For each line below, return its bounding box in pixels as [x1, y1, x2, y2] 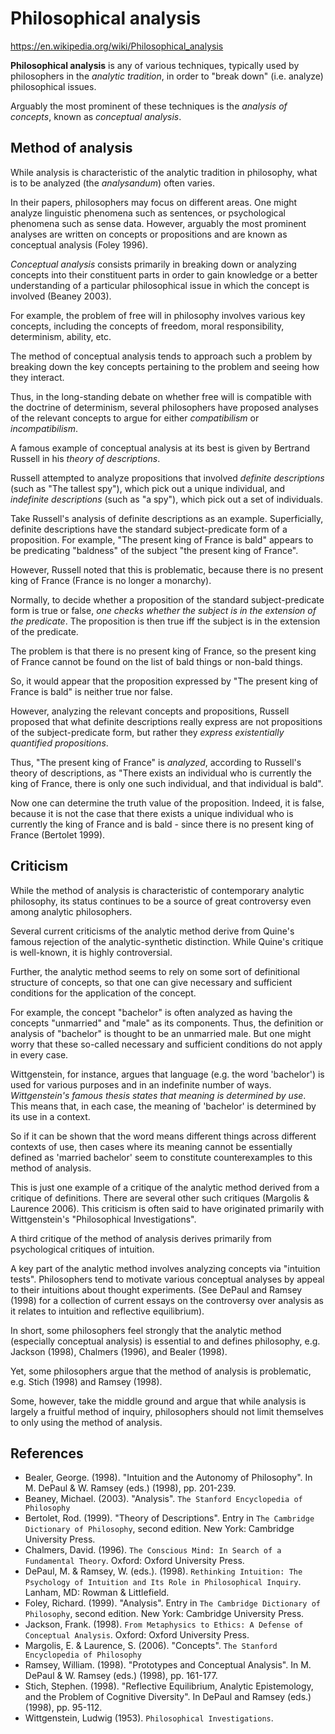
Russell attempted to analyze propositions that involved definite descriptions [10, 472, 325, 484]
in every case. [10, 1048, 69, 1061]
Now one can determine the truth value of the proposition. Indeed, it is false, [10, 797, 325, 809]
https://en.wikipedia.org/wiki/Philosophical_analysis [10, 40, 224, 52]
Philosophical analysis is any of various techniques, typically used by [10, 59, 300, 71]
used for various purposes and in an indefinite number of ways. [10, 1078, 272, 1091]
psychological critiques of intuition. [10, 1243, 155, 1255]
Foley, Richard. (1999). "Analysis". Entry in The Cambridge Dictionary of [24, 1597, 321, 1609]
